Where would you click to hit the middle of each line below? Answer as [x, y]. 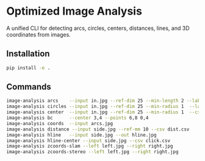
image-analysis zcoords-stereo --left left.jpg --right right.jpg [92, 152]
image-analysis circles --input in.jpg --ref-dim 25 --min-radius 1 [95, 107]
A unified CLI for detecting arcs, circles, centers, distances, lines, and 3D [98, 28]
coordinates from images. [39, 34]
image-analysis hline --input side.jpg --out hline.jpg [81, 135]
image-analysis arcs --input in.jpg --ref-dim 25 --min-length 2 [95, 101]
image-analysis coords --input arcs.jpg [60, 123]
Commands [29, 87]
